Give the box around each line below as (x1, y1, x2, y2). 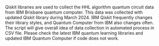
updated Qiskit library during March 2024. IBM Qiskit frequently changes (5, 15, 153, 20)
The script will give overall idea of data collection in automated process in (5, 25, 155, 31)
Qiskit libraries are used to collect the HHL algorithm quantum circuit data (5, 4, 154, 10)
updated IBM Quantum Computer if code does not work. (5, 35, 119, 41)
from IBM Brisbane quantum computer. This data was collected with (5, 9, 143, 15)
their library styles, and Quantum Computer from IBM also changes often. (5, 20, 154, 25)
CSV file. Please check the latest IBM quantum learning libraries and (5, 30, 144, 36)
